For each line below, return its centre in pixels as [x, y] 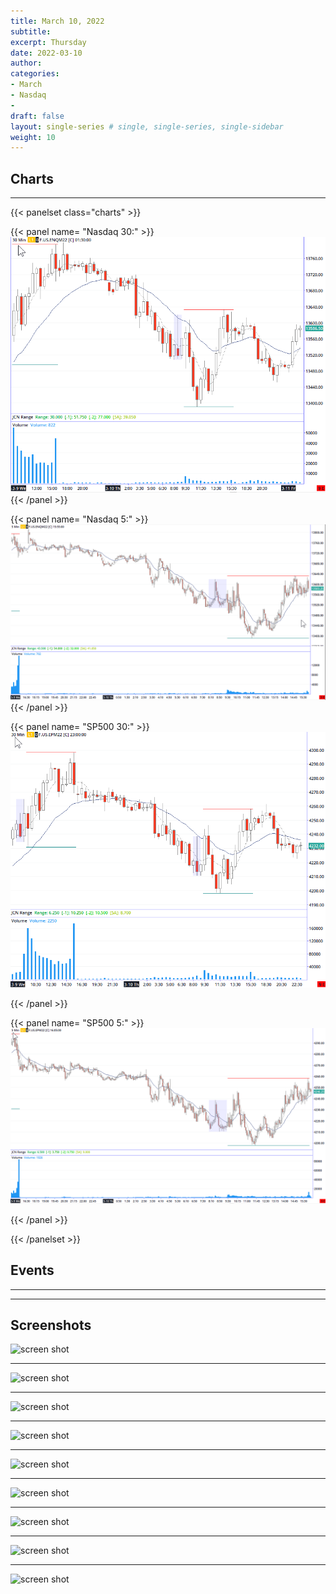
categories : [35, 74]
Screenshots [51, 1325]
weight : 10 [33, 137]
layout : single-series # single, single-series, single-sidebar [147, 126]
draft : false [37, 116]
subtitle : [31, 31]
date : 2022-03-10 [46, 53]
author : [26, 63]
